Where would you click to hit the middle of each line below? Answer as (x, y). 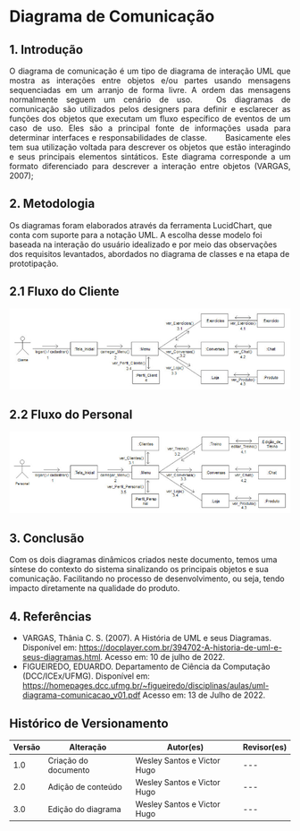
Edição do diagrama (85, 809)
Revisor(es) (265, 747)
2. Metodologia (52, 204)
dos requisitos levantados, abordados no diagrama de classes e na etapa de (150, 253)
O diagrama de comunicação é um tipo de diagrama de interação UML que (150, 71)
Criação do (68, 760)
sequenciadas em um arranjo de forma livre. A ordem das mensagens (150, 90)
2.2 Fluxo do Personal (71, 415)
